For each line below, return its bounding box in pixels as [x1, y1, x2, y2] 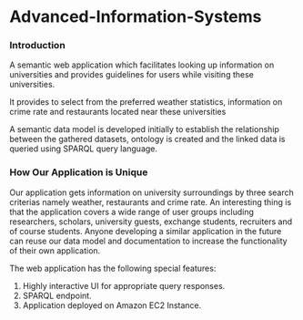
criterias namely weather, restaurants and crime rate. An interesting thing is [9, 196, 292, 207]
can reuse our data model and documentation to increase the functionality [9, 235, 288, 246]
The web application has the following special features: [9, 263, 217, 274]
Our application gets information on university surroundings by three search [9, 187, 294, 198]
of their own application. [9, 244, 101, 256]
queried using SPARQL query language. [9, 143, 157, 154]
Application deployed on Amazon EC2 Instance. [22, 299, 202, 311]
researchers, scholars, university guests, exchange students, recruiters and [9, 216, 293, 227]
